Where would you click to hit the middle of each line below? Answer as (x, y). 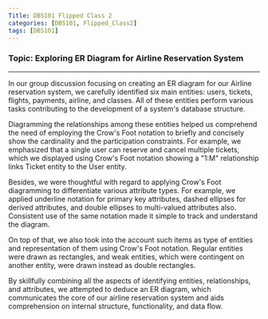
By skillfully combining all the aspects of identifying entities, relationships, (130, 281)
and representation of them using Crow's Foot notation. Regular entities (126, 248)
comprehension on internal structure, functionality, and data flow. (116, 306)
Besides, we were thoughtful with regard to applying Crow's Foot (115, 182)
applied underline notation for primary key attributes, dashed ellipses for (127, 199)
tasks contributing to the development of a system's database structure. (127, 108)
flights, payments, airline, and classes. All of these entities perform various (131, 100)
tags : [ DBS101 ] (33, 30)
